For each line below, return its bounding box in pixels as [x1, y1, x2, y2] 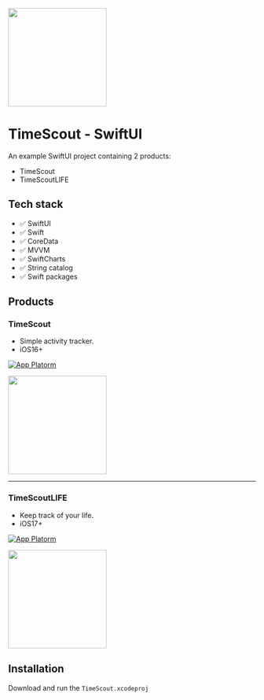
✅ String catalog [19, 263, 73, 272]
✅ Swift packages [19, 272, 78, 281]
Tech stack [8, 198, 64, 211]
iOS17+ [19, 519, 43, 528]
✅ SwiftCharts [19, 254, 66, 263]
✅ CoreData [19, 236, 59, 246]
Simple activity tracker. [19, 336, 94, 346]
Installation [8, 662, 64, 676]
